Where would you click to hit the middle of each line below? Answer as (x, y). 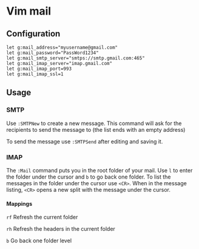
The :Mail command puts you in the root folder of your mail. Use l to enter (99, 170)
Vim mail (29, 11)
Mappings (19, 203)
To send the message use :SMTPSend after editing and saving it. (85, 142)
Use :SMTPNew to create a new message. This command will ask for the (94, 123)
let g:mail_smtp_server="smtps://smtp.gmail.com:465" (76, 58)
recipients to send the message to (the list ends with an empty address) (96, 129)
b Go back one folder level (39, 240)
